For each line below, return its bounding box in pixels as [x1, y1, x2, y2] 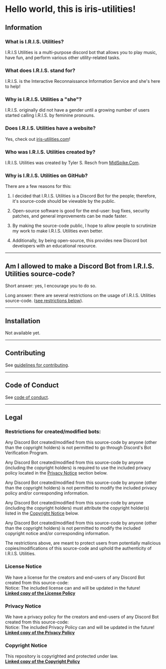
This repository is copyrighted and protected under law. [5, 653, 119, 659]
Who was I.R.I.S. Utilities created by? [5, 148, 95, 155]
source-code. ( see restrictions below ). [5, 298, 83, 304]
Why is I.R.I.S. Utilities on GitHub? [5, 172, 88, 179]
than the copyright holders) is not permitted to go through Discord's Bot [5, 445, 152, 451]
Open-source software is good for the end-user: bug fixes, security [12, 208, 150, 214]
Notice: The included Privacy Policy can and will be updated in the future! [5, 624, 155, 630]
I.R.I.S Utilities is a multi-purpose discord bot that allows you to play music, [5, 49, 157, 55]
